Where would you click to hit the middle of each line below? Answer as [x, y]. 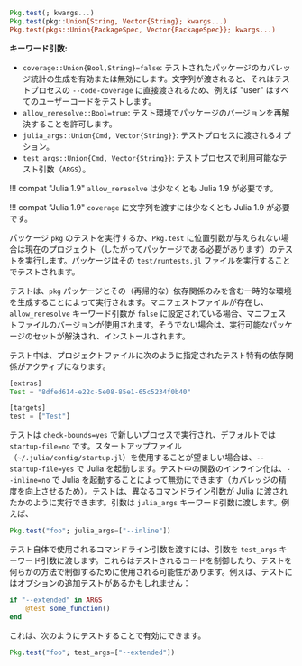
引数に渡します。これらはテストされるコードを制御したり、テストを [166, 560]
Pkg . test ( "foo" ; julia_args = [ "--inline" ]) [90, 531]
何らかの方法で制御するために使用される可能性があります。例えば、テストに [151, 572]
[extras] [26, 384]
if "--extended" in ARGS [56, 600]
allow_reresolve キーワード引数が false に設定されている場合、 [128, 313]
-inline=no [30, 481]
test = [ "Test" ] [40, 416]
